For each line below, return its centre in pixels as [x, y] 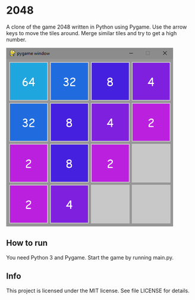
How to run [27, 243]
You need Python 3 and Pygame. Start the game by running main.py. [90, 257]
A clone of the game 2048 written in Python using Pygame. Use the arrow [97, 27]
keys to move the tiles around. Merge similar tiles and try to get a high [92, 33]
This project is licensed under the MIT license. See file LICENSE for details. [98, 290]
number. [16, 39]
